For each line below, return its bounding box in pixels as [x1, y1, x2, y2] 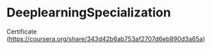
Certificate [6, 27, 38, 36]
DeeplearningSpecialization [6, 5, 172, 21]
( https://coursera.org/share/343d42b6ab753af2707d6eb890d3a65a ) [6, 34, 206, 42]
